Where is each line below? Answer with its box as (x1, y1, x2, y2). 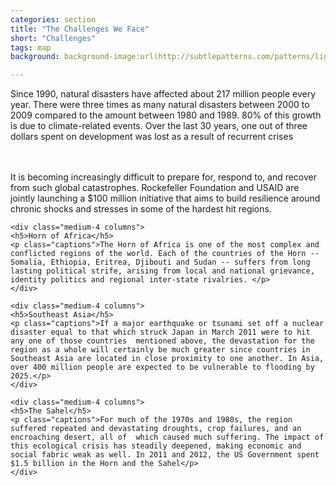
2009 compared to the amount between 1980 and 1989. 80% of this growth (10, 109, 322, 121)
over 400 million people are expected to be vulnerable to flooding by (10, 362, 315, 373)
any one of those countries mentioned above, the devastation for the (10, 336, 315, 346)
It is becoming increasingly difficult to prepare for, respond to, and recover (10, 171, 318, 183)
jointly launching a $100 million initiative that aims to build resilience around (10, 192, 321, 205)
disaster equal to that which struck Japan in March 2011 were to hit (10, 327, 311, 338)
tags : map (10, 42, 52, 53)
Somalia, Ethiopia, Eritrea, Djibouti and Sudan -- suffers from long (10, 257, 311, 268)
